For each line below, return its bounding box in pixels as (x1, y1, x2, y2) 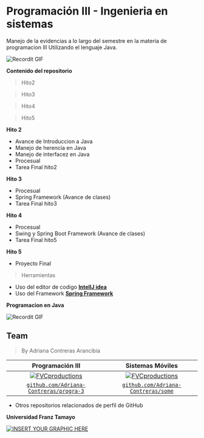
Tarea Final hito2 (15, 163, 57, 170)
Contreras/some (129, 387, 174, 394)
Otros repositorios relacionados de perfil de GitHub (15, 402, 143, 409)
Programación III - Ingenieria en (6, 4, 168, 18)
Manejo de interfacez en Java (15, 150, 90, 158)
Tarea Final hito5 (15, 236, 57, 243)
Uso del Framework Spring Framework (15, 289, 114, 297)
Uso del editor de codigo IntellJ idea (15, 283, 107, 291)
